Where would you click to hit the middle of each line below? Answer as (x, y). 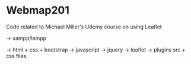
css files (16, 56)
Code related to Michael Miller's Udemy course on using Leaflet (84, 27)
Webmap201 (38, 10)
